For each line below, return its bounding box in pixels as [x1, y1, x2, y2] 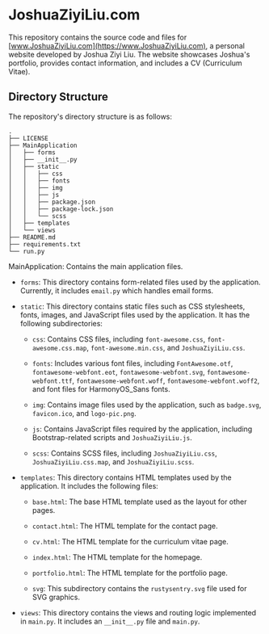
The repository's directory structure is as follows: [8, 111, 172, 121]
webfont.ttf [32, 377, 73, 385]
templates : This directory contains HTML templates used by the [19, 472, 232, 482]
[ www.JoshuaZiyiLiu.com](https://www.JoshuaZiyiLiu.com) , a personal [8, 40, 245, 50]
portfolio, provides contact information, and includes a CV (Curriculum [8, 58, 242, 68]
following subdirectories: [19, 318, 103, 328]
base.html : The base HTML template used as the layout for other [32, 497, 248, 506]
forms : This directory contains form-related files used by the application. [19, 277, 261, 287]
